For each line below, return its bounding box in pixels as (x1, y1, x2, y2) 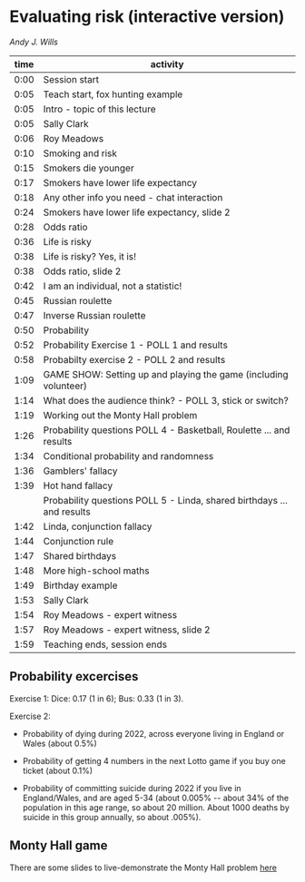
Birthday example (43, 579, 118, 592)
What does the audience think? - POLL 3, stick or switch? (43, 394, 289, 407)
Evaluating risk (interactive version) (9, 6, 285, 27)
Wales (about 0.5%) (22, 738, 97, 749)
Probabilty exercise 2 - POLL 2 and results (43, 353, 226, 366)
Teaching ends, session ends (43, 638, 168, 651)
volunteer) (43, 379, 88, 392)
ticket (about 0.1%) (22, 765, 93, 776)
